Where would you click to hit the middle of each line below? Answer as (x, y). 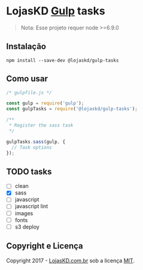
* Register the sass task (41, 125)
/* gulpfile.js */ (29, 92)
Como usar (27, 79)
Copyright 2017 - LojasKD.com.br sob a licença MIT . (70, 260)
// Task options (32, 147)
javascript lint (31, 206)
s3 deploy (27, 227)
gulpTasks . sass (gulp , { (36, 142)
